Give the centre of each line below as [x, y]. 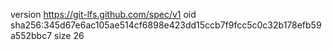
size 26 [69, 35]
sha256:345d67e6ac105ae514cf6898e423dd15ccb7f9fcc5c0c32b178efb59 [166, 25]
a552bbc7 [31, 35]
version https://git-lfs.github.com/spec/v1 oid [103, 14]
